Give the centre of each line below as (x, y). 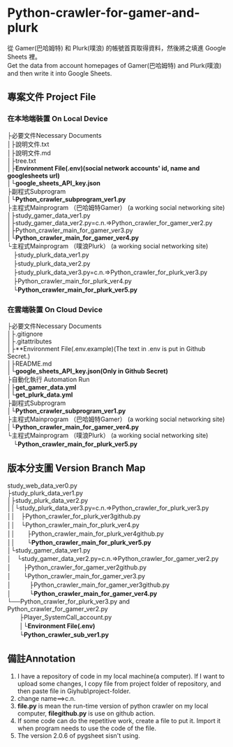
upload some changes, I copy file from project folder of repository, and (119, 683)
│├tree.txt (22, 161)
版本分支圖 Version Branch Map (76, 468)
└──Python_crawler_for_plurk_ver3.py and (69, 601)
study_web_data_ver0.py (43, 485)
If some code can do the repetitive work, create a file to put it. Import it (119, 720)
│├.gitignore (25, 334)
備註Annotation (42, 659)
